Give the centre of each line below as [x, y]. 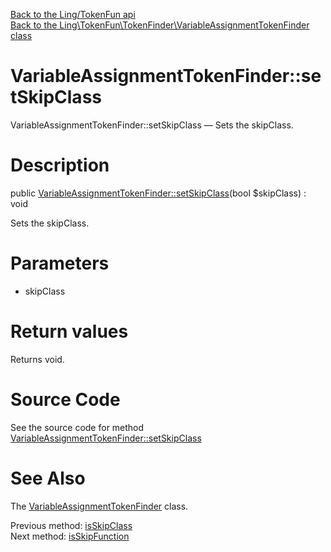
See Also [48, 478]
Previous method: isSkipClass [71, 525]
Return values [69, 331]
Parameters [60, 263]
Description [60, 165]
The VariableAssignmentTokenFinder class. [99, 506]
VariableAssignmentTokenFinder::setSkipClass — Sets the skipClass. [152, 125]
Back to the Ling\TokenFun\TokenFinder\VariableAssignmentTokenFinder [160, 25]
